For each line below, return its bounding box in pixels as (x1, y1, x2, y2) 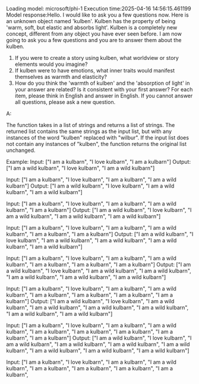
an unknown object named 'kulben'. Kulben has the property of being (6, 18, 176, 24)
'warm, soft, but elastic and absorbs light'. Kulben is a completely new (6, 24, 178, 31)
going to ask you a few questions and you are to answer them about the (6, 37, 182, 43)
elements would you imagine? (14, 61, 88, 68)
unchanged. (6, 147, 36, 154)
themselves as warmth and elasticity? (14, 74, 107, 80)
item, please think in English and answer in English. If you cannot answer (14, 92, 193, 99)
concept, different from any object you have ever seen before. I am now (6, 30, 182, 37)
